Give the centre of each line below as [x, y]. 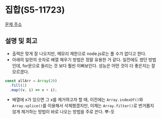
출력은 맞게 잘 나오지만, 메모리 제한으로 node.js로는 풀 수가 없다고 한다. [79, 53]
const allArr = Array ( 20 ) [31, 81]
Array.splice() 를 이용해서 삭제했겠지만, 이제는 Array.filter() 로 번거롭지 [83, 106]
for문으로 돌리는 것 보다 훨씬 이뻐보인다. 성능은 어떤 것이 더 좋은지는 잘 [89, 65]
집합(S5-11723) [35, 10]
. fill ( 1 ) [18, 85]
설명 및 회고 [21, 41]
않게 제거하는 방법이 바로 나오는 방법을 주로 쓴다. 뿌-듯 [63, 112]
